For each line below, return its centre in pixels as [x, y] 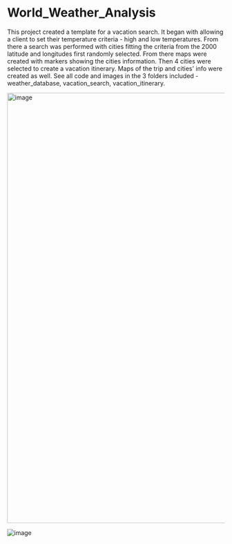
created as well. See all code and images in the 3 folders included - [103, 76]
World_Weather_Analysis [82, 13]
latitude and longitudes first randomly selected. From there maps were [107, 54]
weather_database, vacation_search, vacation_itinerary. [86, 83]
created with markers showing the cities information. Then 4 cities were [109, 61]
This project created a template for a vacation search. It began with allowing [115, 32]
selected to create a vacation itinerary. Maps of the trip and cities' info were [115, 68]
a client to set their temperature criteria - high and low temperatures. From [113, 39]
